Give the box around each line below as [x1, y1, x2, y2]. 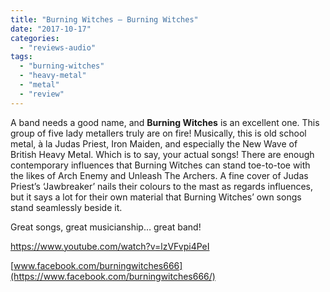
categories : [10, 33, 60, 43]
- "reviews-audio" [19, 42, 97, 53]
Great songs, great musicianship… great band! [10, 221, 202, 233]
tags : [10, 52, 33, 62]
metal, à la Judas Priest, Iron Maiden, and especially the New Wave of [10, 137, 298, 150]
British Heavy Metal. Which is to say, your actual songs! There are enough [10, 148, 315, 160]
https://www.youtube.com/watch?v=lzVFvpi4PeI [10, 240, 210, 252]
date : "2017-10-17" [10, 24, 92, 34]
